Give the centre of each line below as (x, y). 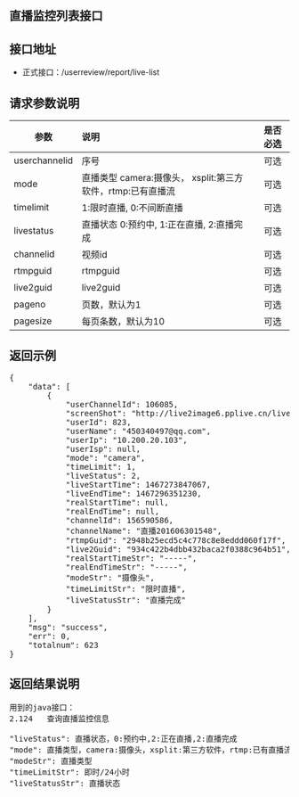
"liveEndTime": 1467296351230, (133, 493)
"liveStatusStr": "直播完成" (126, 600)
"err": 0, (49, 636)
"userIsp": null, (103, 449)
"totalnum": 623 (64, 645)
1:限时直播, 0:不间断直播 (133, 208)
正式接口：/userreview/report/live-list (91, 72)
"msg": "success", (68, 627)
